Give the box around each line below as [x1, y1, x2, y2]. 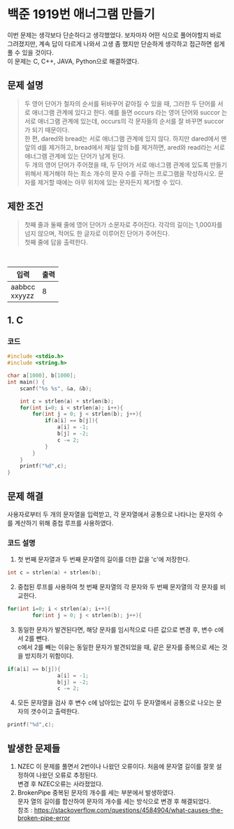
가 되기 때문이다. [24, 125, 70, 134]
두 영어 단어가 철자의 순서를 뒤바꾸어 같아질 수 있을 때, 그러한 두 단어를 [24, 99, 217, 108]
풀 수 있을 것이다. [7, 48, 54, 57]
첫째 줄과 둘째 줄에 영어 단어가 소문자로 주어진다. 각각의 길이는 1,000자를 [24, 220, 223, 229]
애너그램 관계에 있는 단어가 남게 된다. [24, 152, 126, 160]
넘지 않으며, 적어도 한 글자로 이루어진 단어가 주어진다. [24, 229, 170, 238]
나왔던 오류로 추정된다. [36, 771, 98, 779]
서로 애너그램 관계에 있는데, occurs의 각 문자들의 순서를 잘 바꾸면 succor [24, 117, 224, 125]
